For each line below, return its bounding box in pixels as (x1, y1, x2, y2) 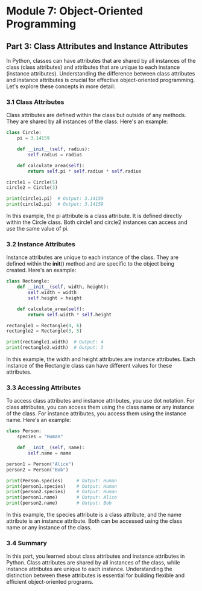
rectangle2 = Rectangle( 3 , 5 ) (6, 328, 83, 334)
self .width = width (28, 290, 77, 296)
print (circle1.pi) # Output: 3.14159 (6, 196, 104, 202)
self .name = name (28, 450, 71, 456)
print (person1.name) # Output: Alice (6, 494, 118, 500)
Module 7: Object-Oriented (6, 4, 144, 18)
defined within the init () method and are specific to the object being (6, 260, 175, 267)
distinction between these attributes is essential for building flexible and (6, 572, 185, 579)
